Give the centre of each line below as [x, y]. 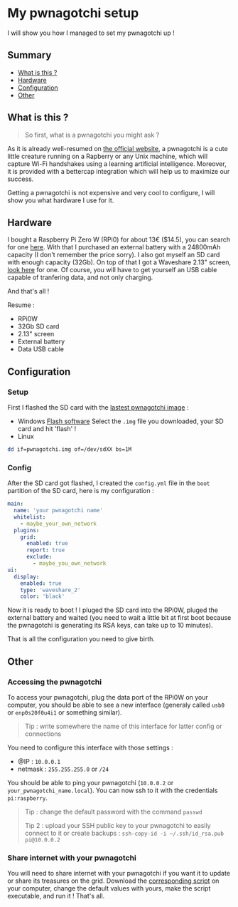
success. [21, 179]
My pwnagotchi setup [73, 13]
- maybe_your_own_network [59, 524]
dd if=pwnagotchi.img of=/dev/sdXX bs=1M [70, 450]
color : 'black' [43, 596]
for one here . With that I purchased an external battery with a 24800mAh [114, 247]
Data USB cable [40, 349]
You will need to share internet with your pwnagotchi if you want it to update [119, 874]
